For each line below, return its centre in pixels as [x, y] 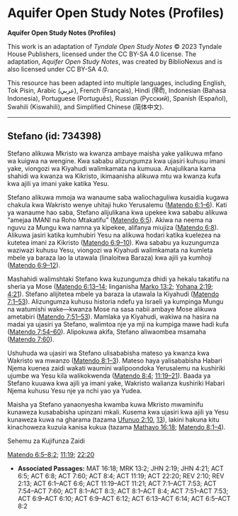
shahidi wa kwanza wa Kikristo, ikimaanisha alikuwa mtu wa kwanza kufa [114, 176]
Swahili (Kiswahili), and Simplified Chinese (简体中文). [86, 106]
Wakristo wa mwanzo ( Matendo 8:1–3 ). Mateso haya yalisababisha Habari [115, 361]
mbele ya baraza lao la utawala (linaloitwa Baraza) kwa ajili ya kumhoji [109, 258]
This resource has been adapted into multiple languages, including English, [117, 82]
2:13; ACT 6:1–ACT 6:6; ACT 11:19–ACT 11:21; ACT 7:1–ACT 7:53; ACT [117, 483]
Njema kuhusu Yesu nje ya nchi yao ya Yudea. [75, 390]
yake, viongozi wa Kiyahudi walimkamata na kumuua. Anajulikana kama [112, 168]
